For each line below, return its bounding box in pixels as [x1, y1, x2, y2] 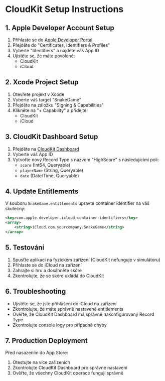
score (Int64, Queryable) [20, 162, 71, 168]
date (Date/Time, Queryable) [20, 172, 79, 179]
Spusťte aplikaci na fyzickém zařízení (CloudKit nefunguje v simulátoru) [12, 257, 160, 263]
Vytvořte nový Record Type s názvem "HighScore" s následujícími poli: [12, 157, 159, 163]
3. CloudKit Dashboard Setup [5, 133, 98, 141]
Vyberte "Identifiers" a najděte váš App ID [12, 48, 99, 53]
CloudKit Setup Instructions [5, 4, 124, 15]
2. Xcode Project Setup [5, 78, 79, 86]
